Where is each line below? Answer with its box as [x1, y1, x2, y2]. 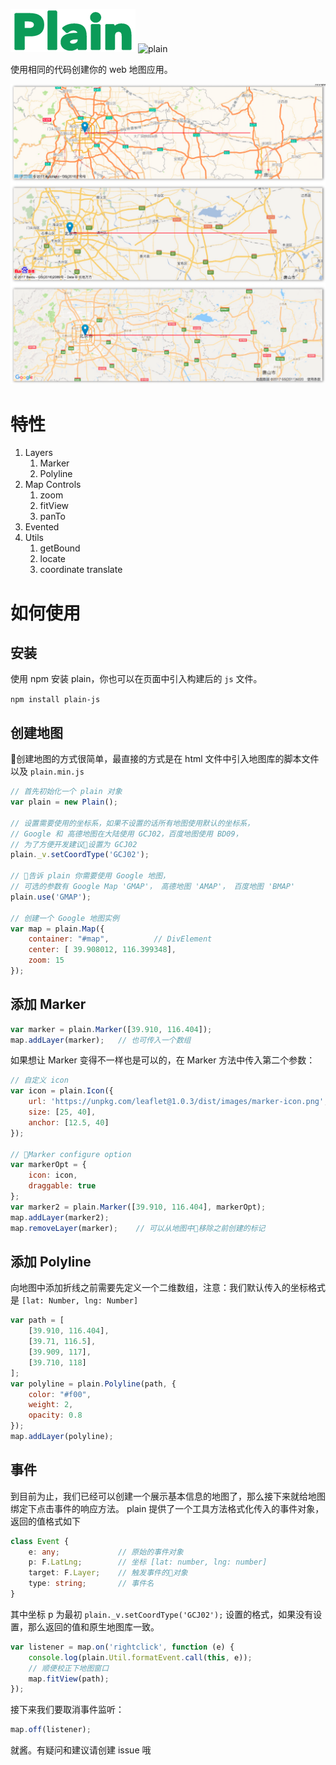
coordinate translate [39, 564, 123, 576]
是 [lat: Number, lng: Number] [10, 1294, 139, 1306]
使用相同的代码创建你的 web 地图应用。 [10, 64, 173, 75]
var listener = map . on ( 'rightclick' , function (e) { [10, 1642, 235, 1652]
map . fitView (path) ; [28, 1674, 110, 1684]
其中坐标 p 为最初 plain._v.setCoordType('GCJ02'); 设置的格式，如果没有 [10, 1608, 314, 1620]
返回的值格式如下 [10, 1515, 81, 1527]
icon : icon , [28, 1170, 78, 1181]
